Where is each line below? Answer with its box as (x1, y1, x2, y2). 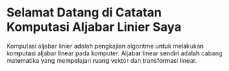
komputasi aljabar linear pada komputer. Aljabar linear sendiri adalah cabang (6, 49, 223, 57)
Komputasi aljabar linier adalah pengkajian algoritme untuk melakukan (6, 42, 204, 50)
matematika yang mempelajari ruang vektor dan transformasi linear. (6, 56, 197, 64)
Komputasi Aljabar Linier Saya (6, 19, 182, 35)
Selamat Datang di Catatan (6, 5, 162, 20)
